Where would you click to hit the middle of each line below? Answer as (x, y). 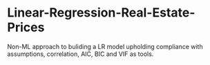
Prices (26, 27)
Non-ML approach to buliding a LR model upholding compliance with (105, 46)
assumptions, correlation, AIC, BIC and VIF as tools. (80, 54)
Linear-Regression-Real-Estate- (101, 13)
